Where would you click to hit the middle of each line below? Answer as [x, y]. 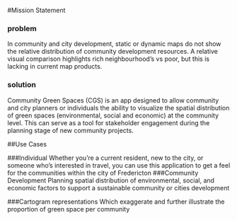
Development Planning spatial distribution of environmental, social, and [111, 180]
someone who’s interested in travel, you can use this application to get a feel [119, 165]
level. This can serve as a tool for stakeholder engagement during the [109, 122]
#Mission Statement [36, 10]
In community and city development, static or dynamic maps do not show [114, 44]
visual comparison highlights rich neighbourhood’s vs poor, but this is [109, 59]
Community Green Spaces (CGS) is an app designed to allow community [113, 100]
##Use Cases [27, 144]
